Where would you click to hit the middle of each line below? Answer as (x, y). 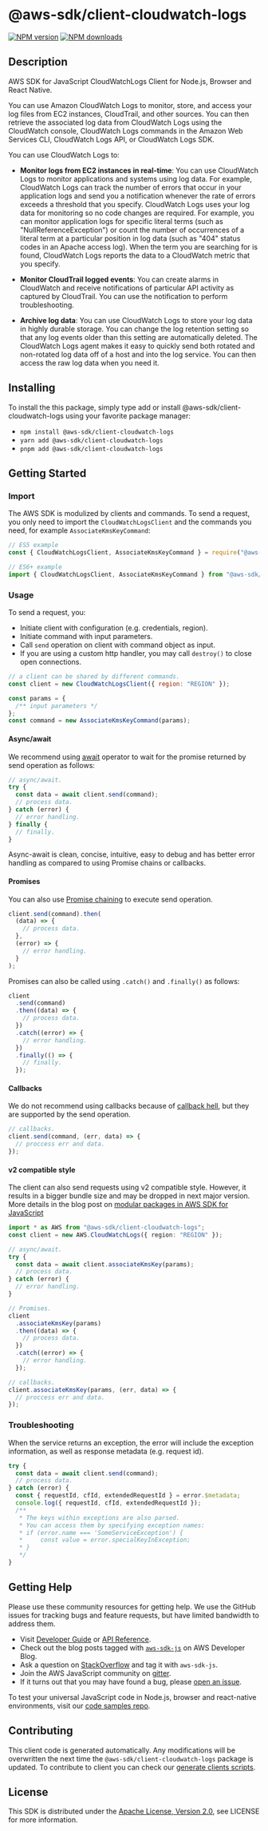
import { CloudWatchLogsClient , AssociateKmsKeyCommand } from (116, 574)
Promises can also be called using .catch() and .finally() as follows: (124, 981)
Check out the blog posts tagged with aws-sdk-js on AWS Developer (132, 1647)
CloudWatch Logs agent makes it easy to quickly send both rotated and (137, 346)
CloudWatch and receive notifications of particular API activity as (127, 288)
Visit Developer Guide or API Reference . (85, 1639)
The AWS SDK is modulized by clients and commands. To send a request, (129, 514)
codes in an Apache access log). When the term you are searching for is (138, 246)
